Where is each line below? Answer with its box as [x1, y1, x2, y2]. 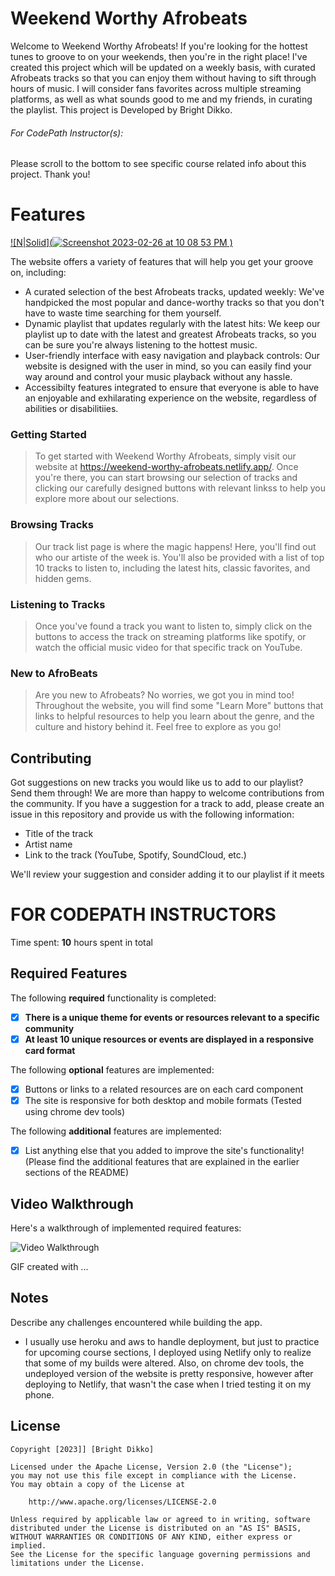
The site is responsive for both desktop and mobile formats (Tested [24, 1095, 302, 1107]
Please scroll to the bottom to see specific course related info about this [10, 158, 307, 170]
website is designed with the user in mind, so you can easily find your [24, 360, 312, 372]
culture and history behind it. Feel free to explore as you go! [34, 721, 282, 733]
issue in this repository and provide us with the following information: [10, 808, 295, 821]
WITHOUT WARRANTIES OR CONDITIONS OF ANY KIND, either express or [10, 1532, 293, 1542]
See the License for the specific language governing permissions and [10, 1549, 311, 1559]
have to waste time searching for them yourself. [24, 307, 222, 319]
